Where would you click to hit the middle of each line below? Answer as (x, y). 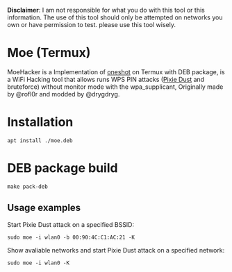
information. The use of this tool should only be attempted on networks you (115, 17)
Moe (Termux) (49, 53)
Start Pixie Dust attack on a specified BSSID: (71, 224)
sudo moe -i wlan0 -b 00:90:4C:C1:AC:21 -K (71, 237)
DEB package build (63, 168)
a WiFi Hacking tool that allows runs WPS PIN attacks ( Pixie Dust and (106, 79)
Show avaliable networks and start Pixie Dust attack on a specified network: (116, 250)
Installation (40, 122)
